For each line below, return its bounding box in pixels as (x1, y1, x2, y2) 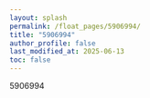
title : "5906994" (9, 30, 76, 39)
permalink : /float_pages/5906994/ (9, 22, 142, 31)
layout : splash (9, 13, 68, 23)
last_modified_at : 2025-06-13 (9, 47, 125, 56)
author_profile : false (9, 38, 96, 48)
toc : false (9, 55, 51, 64)
